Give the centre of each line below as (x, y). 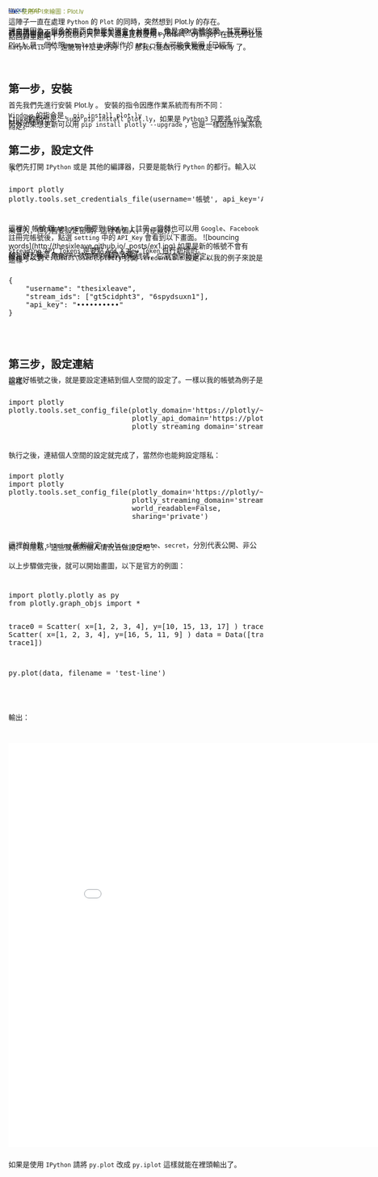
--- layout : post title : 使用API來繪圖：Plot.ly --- (46, 11)
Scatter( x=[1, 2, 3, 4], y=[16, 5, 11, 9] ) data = (115, 635)
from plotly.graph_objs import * (75, 603)
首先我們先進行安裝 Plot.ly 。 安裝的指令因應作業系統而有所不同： (116, 105)
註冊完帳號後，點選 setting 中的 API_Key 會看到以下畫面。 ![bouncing (124, 237)
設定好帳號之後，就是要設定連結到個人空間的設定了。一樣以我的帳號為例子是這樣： (136, 381)
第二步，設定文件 (51, 151)
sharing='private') (170, 517)
